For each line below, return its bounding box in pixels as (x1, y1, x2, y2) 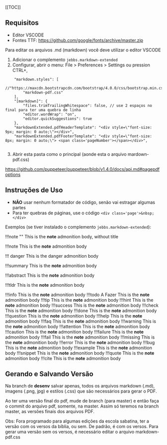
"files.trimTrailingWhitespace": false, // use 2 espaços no (23, 103, 153, 108)
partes (12, 204, 26, 210)
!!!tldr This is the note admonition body (5, 282, 84, 288)
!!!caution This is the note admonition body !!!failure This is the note (5, 329, 144, 335)
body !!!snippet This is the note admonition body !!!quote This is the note (5, 350, 155, 356)
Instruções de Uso (5, 186, 63, 194)
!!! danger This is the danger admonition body (5, 253, 98, 259)
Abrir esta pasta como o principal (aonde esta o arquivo (12, 151, 127, 157)
